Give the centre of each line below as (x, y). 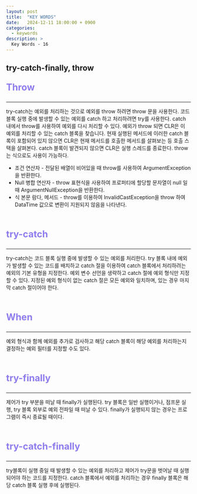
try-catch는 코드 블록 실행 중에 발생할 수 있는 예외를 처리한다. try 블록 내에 (91, 258)
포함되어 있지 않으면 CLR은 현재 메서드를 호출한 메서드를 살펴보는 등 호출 (100, 141)
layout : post (22, 11)
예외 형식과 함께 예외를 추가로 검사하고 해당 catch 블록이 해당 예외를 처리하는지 (96, 341)
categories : (21, 28)
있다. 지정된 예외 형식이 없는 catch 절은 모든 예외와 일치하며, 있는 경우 (98, 280)
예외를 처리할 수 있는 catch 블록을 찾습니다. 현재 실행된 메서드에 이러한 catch (94, 133)
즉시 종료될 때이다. (43, 417)
